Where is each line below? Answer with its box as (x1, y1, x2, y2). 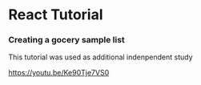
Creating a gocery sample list (8, 34, 126, 46)
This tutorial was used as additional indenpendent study (8, 52, 194, 62)
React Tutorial (8, 6, 103, 24)
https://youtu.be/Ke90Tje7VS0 (8, 68, 110, 78)
